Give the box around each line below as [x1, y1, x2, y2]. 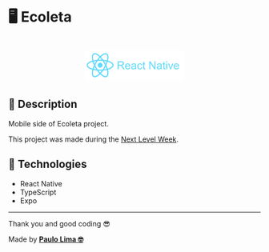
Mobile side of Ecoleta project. [8, 118, 110, 128]
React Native [19, 178, 62, 188]
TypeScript [19, 187, 57, 197]
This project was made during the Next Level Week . [8, 134, 179, 144]
